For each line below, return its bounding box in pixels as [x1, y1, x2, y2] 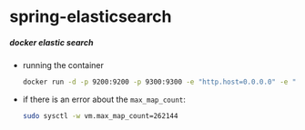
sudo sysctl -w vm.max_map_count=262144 [22, 112, 178, 121]
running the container [22, 60, 105, 71]
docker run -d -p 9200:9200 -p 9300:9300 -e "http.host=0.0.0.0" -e [22, 77, 289, 87]
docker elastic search [9, 36, 94, 47]
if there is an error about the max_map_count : [22, 94, 187, 105]
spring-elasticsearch [9, 6, 172, 27]
